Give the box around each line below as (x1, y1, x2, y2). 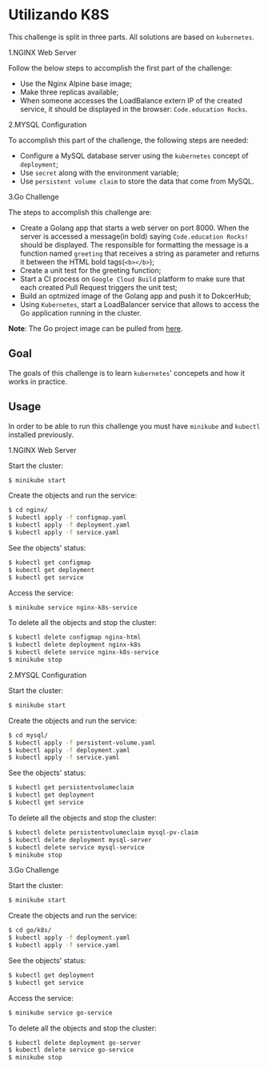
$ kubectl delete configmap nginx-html (8, 633, 142, 642)
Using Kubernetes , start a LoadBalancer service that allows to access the (19, 299, 260, 309)
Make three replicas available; (19, 87, 119, 97)
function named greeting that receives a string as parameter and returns (19, 248, 260, 258)
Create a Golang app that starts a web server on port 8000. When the (19, 223, 250, 232)
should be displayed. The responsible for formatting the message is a (19, 240, 249, 249)
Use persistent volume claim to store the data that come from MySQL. (19, 176, 254, 186)
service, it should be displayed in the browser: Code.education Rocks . (19, 104, 248, 114)
